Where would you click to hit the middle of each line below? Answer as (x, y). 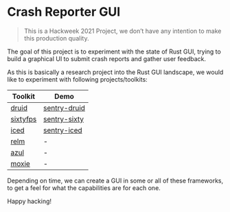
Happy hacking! (30, 201)
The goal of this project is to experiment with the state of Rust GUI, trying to (114, 51)
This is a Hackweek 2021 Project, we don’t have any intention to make (123, 31)
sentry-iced (63, 130)
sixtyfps (24, 119)
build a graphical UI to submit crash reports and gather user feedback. (106, 58)
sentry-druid (65, 108)
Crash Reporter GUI (64, 12)
